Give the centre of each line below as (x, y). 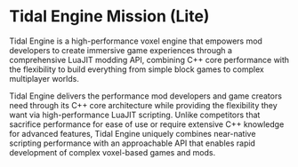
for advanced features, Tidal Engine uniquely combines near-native (133, 133)
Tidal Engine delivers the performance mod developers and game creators (146, 96)
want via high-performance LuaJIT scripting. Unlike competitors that (135, 115)
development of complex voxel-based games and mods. (113, 152)
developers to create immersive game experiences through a (121, 50)
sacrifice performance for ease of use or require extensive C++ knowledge (147, 124)
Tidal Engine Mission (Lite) (109, 16)
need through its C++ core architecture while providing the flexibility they (143, 105)
